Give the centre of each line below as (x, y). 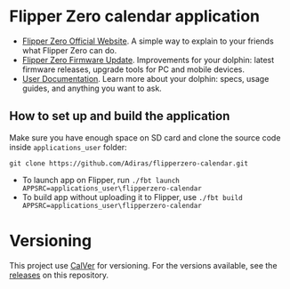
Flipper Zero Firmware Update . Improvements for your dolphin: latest (148, 60)
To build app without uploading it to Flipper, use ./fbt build (132, 197)
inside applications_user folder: (68, 147)
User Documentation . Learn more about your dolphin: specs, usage (145, 78)
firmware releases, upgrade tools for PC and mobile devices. (133, 69)
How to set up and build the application (120, 116)
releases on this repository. (59, 275)
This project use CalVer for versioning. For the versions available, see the (143, 265)
